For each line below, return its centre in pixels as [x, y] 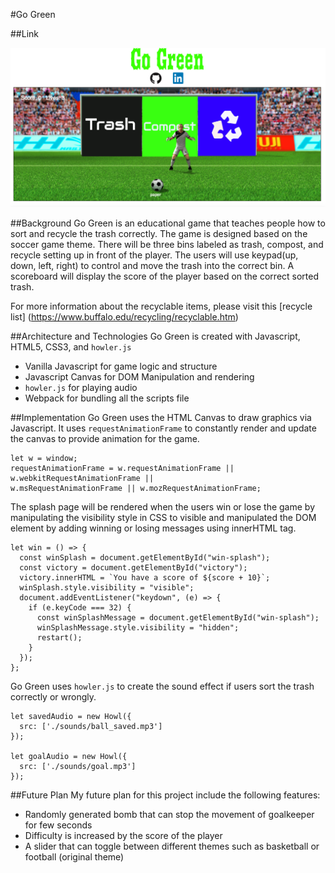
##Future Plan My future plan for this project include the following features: [165, 795]
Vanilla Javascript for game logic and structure [121, 366]
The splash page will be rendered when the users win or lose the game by [163, 507]
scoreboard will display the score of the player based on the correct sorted [165, 276]
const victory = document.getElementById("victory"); [133, 568]
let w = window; [44, 459]
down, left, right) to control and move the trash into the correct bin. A [152, 266]
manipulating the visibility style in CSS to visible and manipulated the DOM [163, 518]
